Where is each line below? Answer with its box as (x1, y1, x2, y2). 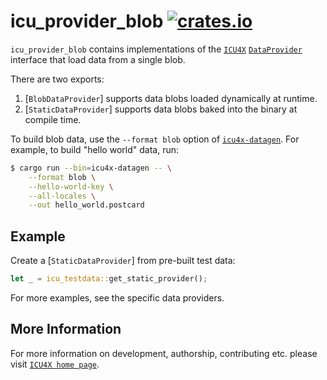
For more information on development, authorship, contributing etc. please (10, 347, 318, 359)
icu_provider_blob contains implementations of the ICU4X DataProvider (10, 43, 303, 55)
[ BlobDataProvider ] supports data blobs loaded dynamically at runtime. (24, 92, 318, 104)
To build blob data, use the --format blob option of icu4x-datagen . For (10, 133, 300, 145)
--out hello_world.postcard (28, 200, 145, 210)
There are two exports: (10, 73, 105, 85)
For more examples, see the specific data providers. (10, 292, 225, 304)
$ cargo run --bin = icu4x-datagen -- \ (10, 163, 172, 173)
